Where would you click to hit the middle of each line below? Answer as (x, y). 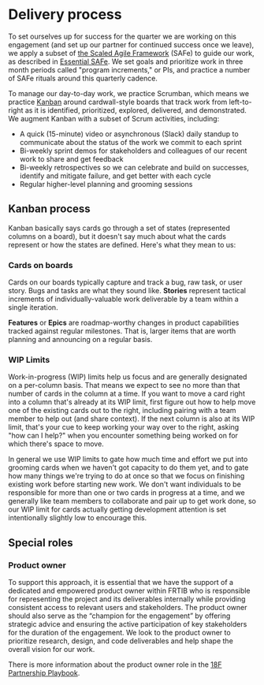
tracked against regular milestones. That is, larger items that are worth (122, 331)
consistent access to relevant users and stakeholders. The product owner (128, 608)
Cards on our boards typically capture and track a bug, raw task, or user (125, 282)
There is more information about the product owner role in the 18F (115, 665)
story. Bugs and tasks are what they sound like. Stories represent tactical (127, 291)
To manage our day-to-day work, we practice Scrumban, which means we (129, 93)
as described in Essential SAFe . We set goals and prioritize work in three (126, 61)
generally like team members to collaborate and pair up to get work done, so (132, 501)
